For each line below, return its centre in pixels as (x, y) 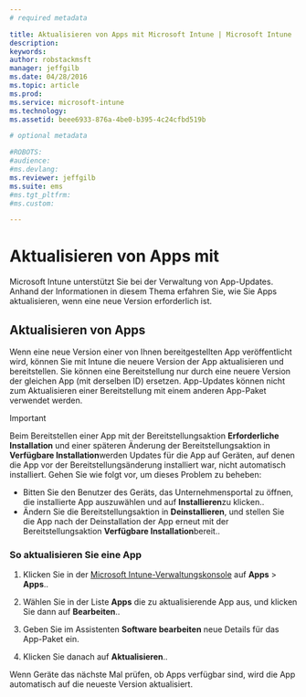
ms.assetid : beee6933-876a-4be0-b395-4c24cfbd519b (108, 120)
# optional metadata (49, 136)
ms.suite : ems (37, 186)
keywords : (28, 51)
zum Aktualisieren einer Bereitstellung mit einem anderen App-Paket (138, 391)
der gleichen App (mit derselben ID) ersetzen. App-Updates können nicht (148, 381)
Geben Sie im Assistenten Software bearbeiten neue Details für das (151, 629)
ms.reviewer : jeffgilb (53, 178)
